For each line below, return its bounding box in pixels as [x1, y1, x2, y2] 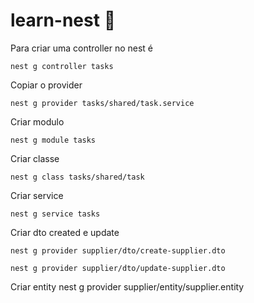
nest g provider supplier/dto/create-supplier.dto [10, 245, 226, 256]
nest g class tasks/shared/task [10, 172, 145, 182]
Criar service [10, 189, 64, 201]
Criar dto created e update [10, 226, 120, 238]
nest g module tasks [10, 135, 97, 145]
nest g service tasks [10, 209, 101, 219]
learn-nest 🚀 [10, 9, 116, 32]
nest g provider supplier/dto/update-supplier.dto [10, 263, 226, 273]
